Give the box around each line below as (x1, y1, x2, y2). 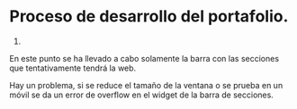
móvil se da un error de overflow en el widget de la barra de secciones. (9, 89, 274, 100)
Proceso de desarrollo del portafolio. (9, 6, 289, 27)
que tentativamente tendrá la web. (9, 63, 137, 73)
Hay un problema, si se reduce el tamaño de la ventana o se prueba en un (9, 80, 283, 90)
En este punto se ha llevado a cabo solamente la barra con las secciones (9, 53, 280, 63)
